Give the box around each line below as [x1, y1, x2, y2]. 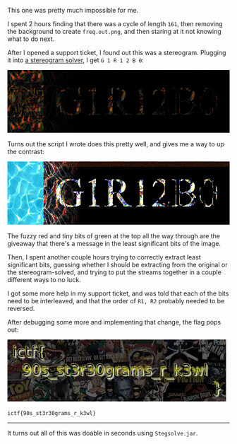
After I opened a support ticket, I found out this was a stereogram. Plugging [7, 49, 226, 57]
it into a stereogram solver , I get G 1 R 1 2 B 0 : [7, 56, 145, 64]
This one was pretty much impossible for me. [7, 6, 139, 14]
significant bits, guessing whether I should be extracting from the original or [7, 260, 228, 269]
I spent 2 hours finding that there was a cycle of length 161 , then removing [7, 20, 223, 28]
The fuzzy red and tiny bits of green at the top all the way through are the [7, 231, 221, 240]
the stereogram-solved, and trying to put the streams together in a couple [7, 268, 222, 276]
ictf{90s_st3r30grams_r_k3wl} [7, 409, 97, 416]
